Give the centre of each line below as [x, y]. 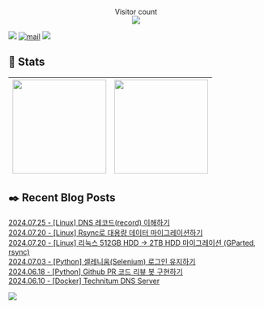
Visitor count [136, 12]
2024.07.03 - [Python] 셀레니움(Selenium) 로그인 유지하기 [102, 261]
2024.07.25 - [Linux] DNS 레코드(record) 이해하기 [89, 222]
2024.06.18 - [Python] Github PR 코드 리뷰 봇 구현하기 [96, 272]
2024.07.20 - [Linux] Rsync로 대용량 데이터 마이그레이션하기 [106, 232]
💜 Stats [27, 62]
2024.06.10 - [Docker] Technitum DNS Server [84, 281]
